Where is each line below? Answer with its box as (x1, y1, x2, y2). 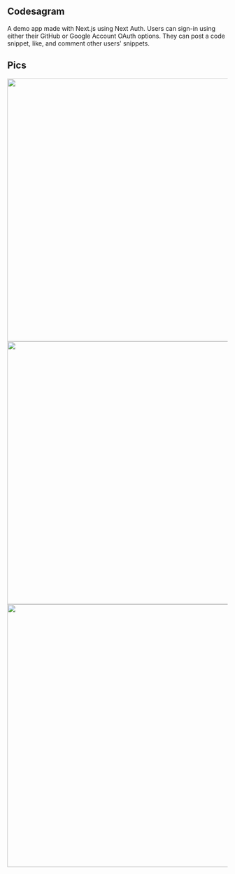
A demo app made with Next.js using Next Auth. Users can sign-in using (7, 24, 215, 32)
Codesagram (7, 6, 65, 18)
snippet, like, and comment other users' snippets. (7, 39, 150, 48)
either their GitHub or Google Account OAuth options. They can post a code (7, 32, 225, 40)
